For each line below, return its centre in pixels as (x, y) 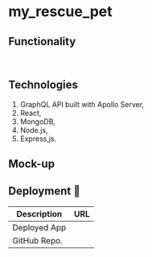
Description (39, 213)
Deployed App (39, 227)
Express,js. (38, 139)
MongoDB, (38, 121)
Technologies (43, 85)
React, (31, 113)
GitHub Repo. (37, 240)
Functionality (42, 41)
